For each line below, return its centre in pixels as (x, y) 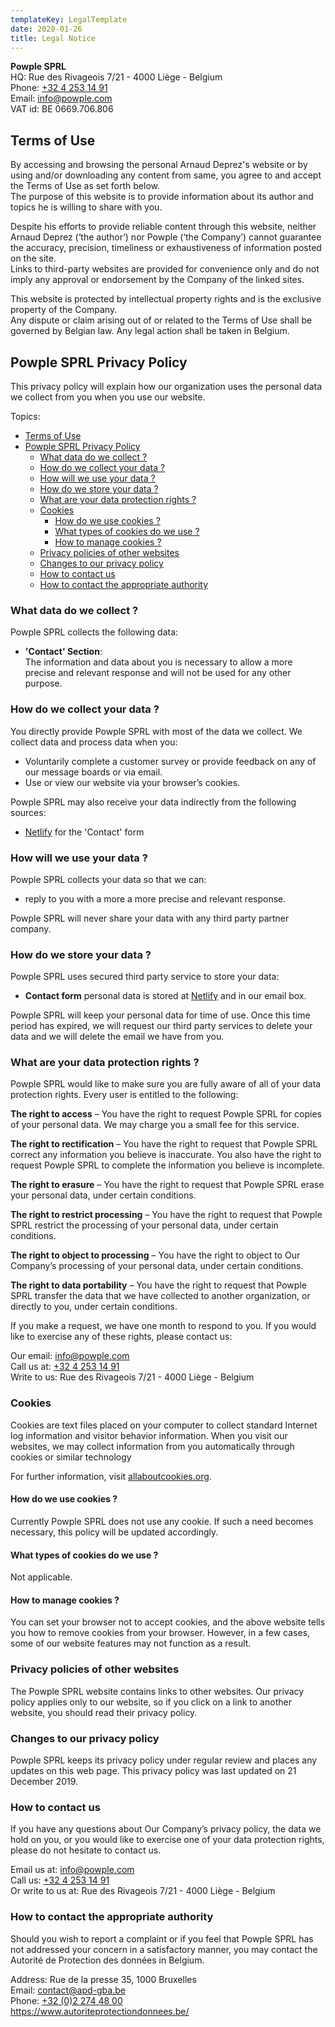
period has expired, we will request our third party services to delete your (161, 1026)
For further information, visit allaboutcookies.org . (111, 1476)
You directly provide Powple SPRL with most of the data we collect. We (156, 731)
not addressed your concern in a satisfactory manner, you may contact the (164, 1949)
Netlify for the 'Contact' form (84, 832)
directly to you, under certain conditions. (94, 1307)
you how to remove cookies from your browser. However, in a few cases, (160, 1633)
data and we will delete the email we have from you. (117, 1037)
